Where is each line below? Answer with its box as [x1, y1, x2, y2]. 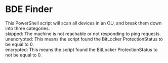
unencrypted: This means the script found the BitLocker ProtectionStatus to [5, 36, 163, 42]
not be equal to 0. [5, 51, 42, 58]
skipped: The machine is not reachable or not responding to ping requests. [5, 30, 161, 36]
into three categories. [5, 25, 50, 31]
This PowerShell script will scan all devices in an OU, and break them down [5, 20, 162, 26]
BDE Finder [5, 3, 53, 15]
